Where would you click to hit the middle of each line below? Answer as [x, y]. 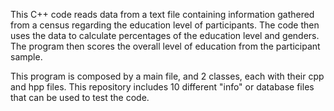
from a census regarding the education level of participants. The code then [165, 25]
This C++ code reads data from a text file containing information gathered [162, 14]
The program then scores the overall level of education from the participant [165, 46]
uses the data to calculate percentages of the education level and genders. [165, 35]
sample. [26, 57]
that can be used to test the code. [80, 97]
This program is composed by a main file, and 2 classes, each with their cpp [167, 76]
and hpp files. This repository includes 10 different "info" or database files [162, 87]
